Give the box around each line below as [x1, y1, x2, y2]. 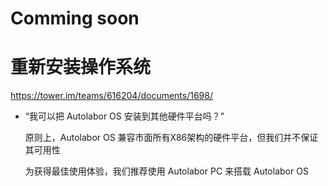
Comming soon [10, 7, 140, 30]
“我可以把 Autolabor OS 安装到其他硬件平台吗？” [24, 110, 225, 122]
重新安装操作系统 [10, 56, 152, 79]
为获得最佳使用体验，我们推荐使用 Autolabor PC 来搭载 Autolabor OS [24, 165, 309, 177]
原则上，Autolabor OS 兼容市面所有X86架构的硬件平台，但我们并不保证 [24, 132, 319, 144]
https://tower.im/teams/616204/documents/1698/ [10, 90, 214, 102]
